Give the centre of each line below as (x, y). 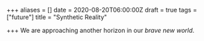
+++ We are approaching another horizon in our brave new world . (101, 30)
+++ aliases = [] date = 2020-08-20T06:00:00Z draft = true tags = (102, 10)
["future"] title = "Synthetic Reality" (57, 17)
